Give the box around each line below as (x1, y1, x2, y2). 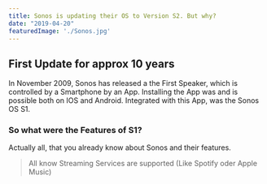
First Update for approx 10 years (8, 57, 175, 71)
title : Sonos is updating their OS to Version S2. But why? (8, 11, 217, 20)
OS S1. (8, 105, 31, 114)
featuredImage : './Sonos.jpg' (8, 27, 112, 35)
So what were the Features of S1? (8, 125, 142, 136)
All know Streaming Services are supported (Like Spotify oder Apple (28, 159, 258, 169)
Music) (28, 167, 52, 177)
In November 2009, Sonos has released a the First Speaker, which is (8, 79, 239, 88)
